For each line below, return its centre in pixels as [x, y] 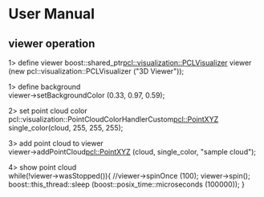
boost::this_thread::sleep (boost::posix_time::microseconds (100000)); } [126, 184]
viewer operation [52, 44]
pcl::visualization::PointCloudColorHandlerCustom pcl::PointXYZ [114, 119]
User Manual [51, 14]
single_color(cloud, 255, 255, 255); [66, 128]
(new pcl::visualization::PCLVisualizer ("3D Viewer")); [96, 71]
